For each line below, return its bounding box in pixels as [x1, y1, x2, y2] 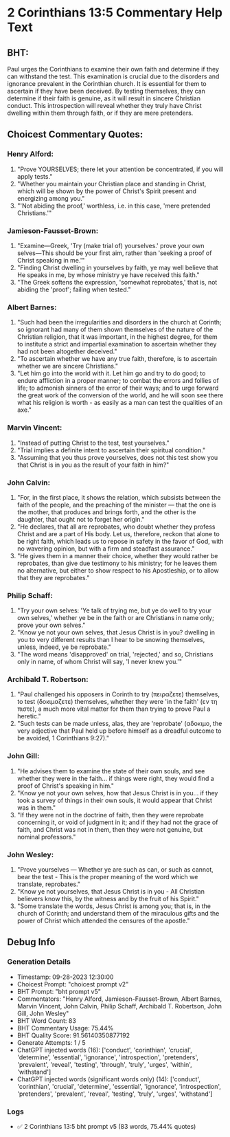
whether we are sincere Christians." [16, 362, 119, 371]
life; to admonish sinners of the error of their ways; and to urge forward [16, 384, 219, 393]
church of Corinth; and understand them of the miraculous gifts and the [16, 909, 220, 918]
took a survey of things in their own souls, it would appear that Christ [16, 796, 213, 804]
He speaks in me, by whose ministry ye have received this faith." [16, 270, 200, 279]
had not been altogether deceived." [16, 347, 118, 355]
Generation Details [7, 957, 71, 967]
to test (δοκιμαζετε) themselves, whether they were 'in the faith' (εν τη [16, 698, 218, 706]
